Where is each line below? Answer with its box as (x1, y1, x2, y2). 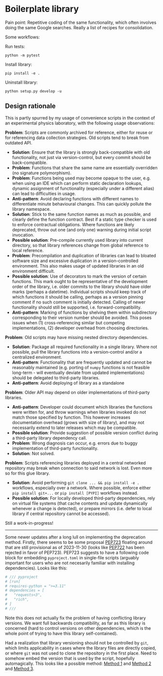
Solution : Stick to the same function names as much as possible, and (12, 211, 151, 217)
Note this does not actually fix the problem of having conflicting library (5, 615, 147, 621)
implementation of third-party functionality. (12, 445, 98, 451)
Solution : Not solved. (12, 450, 55, 456)
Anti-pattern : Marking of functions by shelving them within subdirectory (12, 309, 157, 315)
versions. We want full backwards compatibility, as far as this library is (5, 620, 146, 626)
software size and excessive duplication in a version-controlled (12, 258, 139, 264)
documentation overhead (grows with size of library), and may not (12, 419, 145, 425)
